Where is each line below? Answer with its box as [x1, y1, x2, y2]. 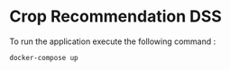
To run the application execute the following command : [9, 36, 216, 47]
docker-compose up [9, 53, 78, 62]
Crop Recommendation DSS [9, 6, 223, 27]
